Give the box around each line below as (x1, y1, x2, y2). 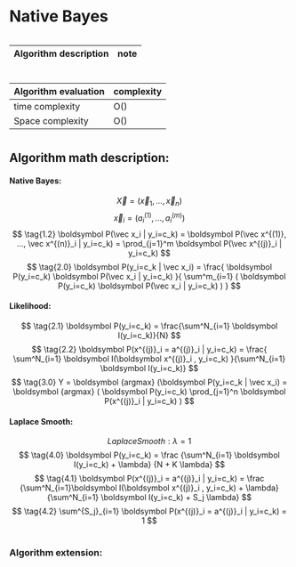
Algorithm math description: (9, 150, 170, 166)
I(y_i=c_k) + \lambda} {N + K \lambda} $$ (74, 459, 225, 470)
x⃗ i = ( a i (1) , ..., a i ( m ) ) (113, 211, 186, 225)
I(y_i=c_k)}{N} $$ (117, 329, 181, 340)
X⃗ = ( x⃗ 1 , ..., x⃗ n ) (116, 195, 182, 208)
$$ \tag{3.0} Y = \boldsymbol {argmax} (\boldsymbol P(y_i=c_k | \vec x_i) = (11, 377, 288, 387)
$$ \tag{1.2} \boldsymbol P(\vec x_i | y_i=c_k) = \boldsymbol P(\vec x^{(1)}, (12, 229, 287, 239)
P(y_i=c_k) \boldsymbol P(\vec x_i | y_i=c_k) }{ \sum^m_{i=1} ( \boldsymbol (12, 271, 286, 281)
